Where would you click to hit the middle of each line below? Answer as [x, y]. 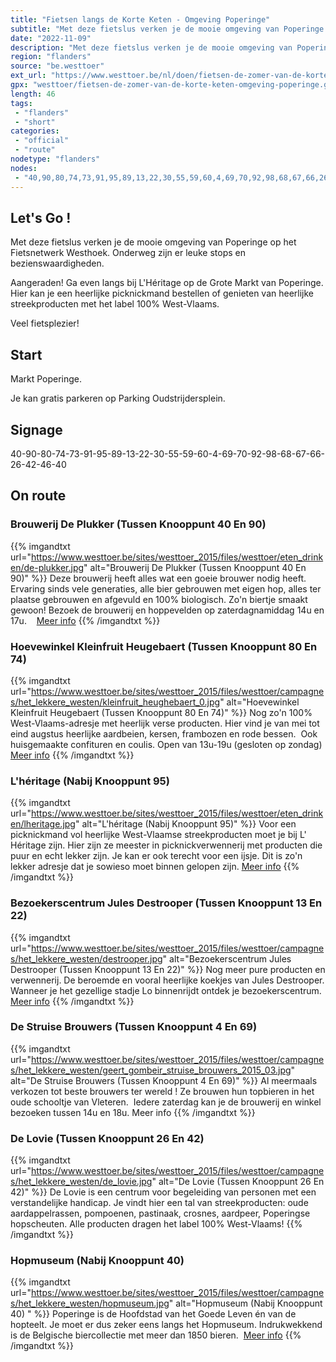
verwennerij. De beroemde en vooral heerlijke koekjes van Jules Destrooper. [167, 980]
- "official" [42, 141]
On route [38, 496]
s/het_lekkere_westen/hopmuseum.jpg [90, 1303]
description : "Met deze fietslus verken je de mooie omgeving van [151, 47]
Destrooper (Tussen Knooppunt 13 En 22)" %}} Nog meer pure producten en [168, 969]
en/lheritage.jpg [43, 824]
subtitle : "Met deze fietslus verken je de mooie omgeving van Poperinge [167, 29]
